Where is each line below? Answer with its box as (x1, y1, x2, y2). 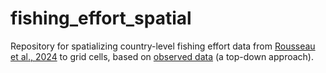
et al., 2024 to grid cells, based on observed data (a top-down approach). (10, 50, 314, 62)
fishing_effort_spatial (10, 7, 192, 30)
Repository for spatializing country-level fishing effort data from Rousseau (10, 40, 316, 52)
